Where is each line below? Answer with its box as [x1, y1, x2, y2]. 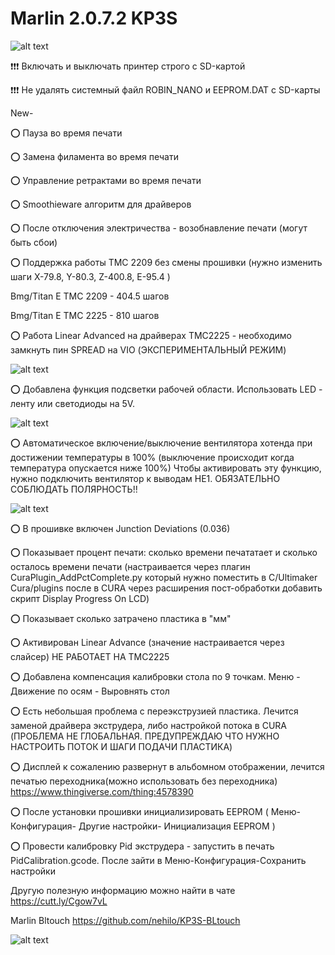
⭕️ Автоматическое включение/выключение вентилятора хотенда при [10, 437, 313, 449]
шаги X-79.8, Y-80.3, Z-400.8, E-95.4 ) [10, 270, 171, 282]
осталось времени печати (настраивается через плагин [10, 560, 251, 572]
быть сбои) [10, 236, 58, 248]
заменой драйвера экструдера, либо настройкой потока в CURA [10, 719, 288, 731]
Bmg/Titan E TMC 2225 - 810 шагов [10, 309, 160, 321]
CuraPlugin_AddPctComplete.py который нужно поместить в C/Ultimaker [10, 571, 318, 583]
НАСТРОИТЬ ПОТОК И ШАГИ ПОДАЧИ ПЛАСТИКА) [10, 740, 233, 752]
